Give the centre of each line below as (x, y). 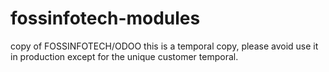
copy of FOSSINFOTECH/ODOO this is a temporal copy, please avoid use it (164, 46)
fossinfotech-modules (105, 18)
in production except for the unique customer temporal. (124, 56)
